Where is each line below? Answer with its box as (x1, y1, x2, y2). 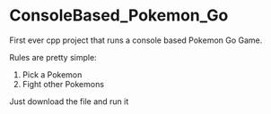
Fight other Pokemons (22, 78, 105, 89)
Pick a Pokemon (22, 69, 83, 80)
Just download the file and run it (9, 95, 129, 107)
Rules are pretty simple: (9, 52, 97, 62)
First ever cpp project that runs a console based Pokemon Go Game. (9, 35, 263, 45)
